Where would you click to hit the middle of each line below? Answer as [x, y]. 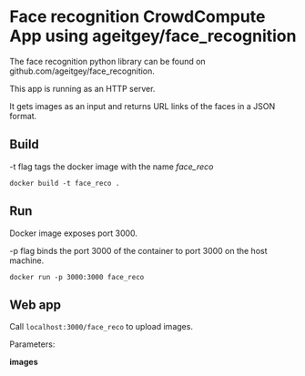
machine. [27, 260]
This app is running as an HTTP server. [82, 88]
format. [23, 116]
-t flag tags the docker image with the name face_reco [112, 167]
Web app [36, 305]
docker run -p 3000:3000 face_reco [77, 277]
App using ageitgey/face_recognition [153, 36]
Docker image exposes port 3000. [74, 233]
